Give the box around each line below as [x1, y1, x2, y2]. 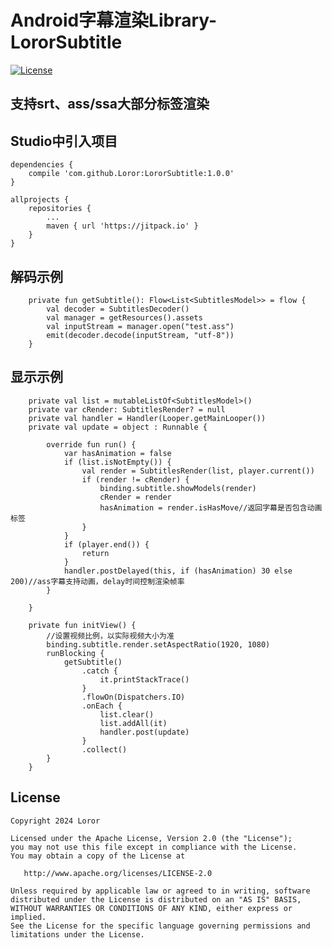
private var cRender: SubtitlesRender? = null [28, 404, 226, 415]
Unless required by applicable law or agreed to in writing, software [10, 886, 311, 896]
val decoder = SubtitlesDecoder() [46, 304, 190, 314]
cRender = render [99, 492, 172, 502]
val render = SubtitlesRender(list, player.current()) [81, 466, 315, 476]
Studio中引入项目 [10, 132, 118, 150]
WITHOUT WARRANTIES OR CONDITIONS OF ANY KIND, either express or [10, 903, 293, 913]
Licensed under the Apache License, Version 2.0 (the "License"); [10, 833, 293, 843]
